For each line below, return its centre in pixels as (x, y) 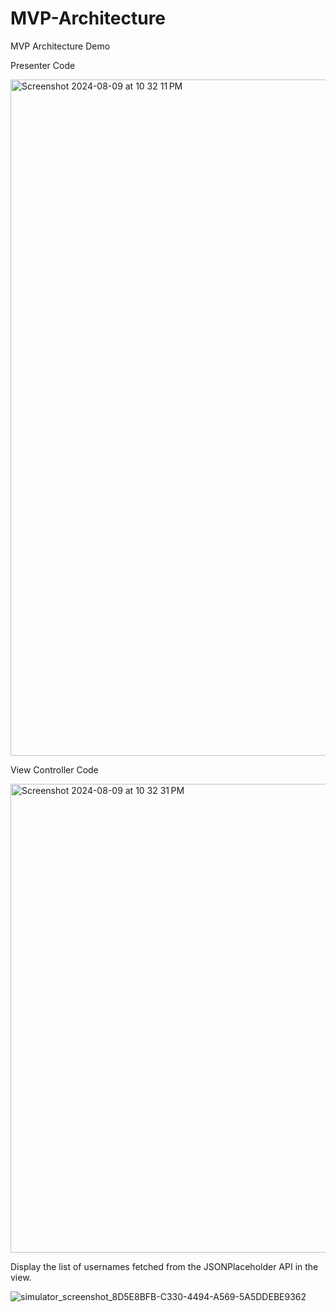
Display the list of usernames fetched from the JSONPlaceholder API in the (164, 1266)
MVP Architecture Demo (60, 46)
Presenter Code (43, 65)
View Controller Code (54, 769)
